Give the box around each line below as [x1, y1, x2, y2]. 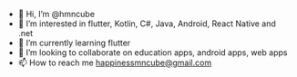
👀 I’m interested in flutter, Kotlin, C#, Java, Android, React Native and [17, 18, 276, 29]
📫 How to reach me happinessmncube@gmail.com [17, 57, 212, 68]
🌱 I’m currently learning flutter [17, 37, 131, 48]
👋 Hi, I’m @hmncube [17, 9, 96, 19]
